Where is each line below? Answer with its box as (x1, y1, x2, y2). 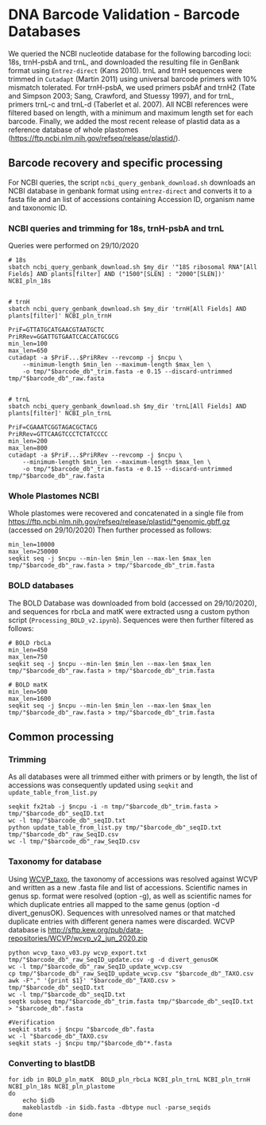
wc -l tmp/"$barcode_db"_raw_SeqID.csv (8, 838, 141, 846)
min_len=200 (8, 438, 48, 446)
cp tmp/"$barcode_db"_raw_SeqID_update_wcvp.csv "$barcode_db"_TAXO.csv (8, 969, 254, 978)
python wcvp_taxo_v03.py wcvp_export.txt (8, 948, 148, 956)
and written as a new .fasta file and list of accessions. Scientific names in (8, 882, 248, 892)
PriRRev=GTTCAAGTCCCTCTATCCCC (8, 430, 109, 438)
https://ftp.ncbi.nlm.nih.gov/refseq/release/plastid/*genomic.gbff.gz (8, 517, 230, 527)
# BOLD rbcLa (8, 639, 52, 647)
